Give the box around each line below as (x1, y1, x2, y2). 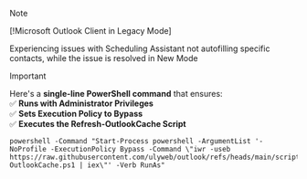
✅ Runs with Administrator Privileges (9, 98, 153, 109)
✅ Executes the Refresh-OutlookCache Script (9, 119, 186, 129)
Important (9, 70, 47, 81)
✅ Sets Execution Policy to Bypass (9, 109, 143, 119)
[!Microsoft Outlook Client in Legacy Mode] (9, 26, 172, 36)
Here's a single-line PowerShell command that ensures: (9, 89, 223, 99)
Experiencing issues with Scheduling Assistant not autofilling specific (9, 43, 270, 54)
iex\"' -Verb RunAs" (87, 161, 166, 170)
